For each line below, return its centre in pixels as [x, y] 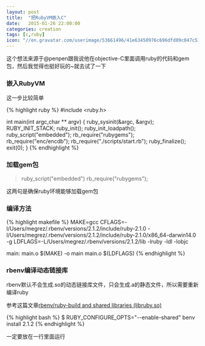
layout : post [23, 12]
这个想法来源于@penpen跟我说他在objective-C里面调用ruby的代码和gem [98, 58]
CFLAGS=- [113, 222]
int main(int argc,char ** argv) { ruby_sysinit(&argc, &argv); [80, 122]
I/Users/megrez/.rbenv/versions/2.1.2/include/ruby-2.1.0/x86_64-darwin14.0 [101, 235]
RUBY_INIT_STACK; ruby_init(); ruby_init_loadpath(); [71, 128]
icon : [13, 40]
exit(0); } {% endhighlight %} [43, 148]
